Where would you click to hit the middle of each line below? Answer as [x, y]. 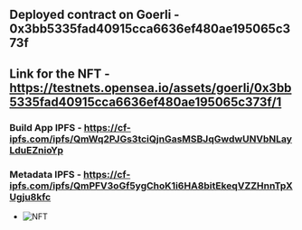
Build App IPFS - [46, 127]
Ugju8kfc [30, 197]
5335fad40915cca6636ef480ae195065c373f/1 [146, 101]
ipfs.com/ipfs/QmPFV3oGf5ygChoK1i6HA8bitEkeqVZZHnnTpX [151, 186]
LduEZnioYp [36, 150]
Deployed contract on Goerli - [94, 15]
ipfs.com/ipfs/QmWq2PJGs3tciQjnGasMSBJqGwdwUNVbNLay [151, 139]
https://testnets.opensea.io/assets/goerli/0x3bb [151, 88]
